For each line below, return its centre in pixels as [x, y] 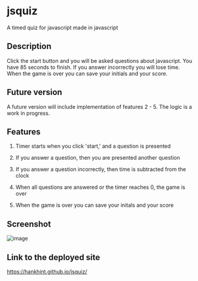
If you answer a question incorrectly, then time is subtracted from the [100, 169]
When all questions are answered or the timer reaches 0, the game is [100, 187]
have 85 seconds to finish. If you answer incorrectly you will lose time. [93, 67]
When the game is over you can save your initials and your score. [87, 74]
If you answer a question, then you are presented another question [98, 158]
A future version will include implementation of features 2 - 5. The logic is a [99, 106]
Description [29, 46]
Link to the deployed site [54, 257]
